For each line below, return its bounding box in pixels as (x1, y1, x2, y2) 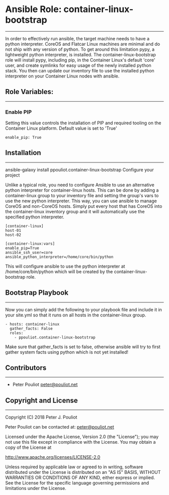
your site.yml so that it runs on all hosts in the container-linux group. (5, 312, 146, 318)
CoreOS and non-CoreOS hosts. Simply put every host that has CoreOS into (5, 203, 162, 209)
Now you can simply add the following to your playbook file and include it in (5, 306, 162, 312)
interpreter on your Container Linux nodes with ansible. (5, 73, 120, 79)
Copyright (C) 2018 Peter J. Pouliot (5, 414, 77, 421)
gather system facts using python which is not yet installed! (5, 349, 129, 355)
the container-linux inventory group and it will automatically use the (5, 208, 145, 214)
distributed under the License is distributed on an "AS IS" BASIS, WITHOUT (5, 469, 161, 475)
